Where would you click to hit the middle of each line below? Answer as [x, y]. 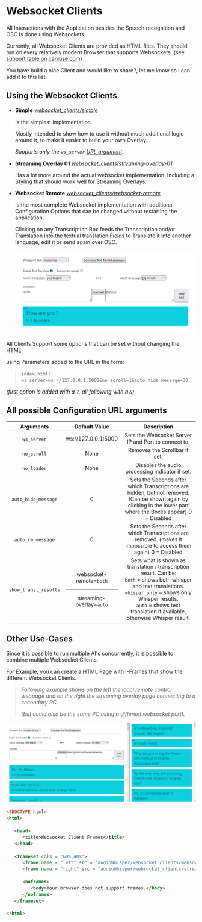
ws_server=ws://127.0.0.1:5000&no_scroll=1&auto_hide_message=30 [104, 380]
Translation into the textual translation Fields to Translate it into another [103, 236]
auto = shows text [158, 605]
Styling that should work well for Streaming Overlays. [81, 181]
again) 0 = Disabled [158, 552]
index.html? [36, 374]
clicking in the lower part [158, 505]
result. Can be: [158, 573]
